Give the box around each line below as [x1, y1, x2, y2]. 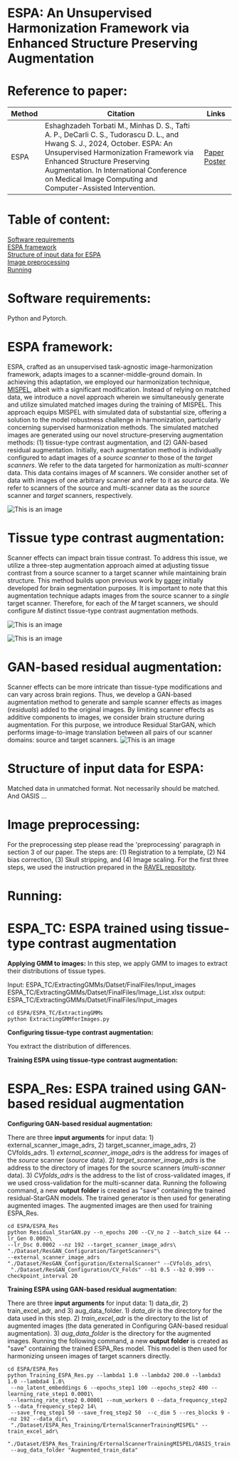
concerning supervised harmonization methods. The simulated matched [7, 422, 219, 432]
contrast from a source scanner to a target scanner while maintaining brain [7, 568, 227, 577]
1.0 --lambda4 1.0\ [7, 1378, 65, 1385]
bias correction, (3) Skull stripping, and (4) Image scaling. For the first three [7, 855, 229, 863]
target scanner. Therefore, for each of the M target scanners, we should [7, 598, 218, 607]
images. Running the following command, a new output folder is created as [7, 1336, 229, 1345]
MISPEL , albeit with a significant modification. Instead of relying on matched [7, 385, 231, 393]
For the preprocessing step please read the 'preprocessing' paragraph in [7, 840, 221, 848]
